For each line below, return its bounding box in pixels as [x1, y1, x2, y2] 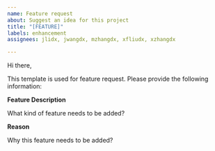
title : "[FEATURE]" [7, 23, 64, 30]
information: [7, 82, 42, 90]
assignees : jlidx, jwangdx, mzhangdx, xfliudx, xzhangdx [7, 36, 176, 43]
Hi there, [7, 61, 32, 70]
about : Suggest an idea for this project [7, 17, 129, 24]
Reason [7, 122, 30, 131]
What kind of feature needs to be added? [7, 109, 125, 118]
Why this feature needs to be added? [7, 136, 113, 145]
